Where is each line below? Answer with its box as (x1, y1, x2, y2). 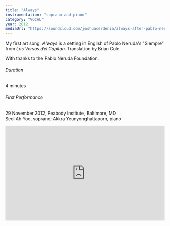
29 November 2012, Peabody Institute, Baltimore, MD (5, 110, 116, 116)
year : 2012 (5, 21, 28, 27)
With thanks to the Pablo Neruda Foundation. (5, 55, 99, 61)
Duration (5, 67, 24, 73)
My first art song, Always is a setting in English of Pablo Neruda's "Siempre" (5, 40, 164, 46)
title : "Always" (5, 7, 39, 13)
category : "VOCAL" (5, 17, 44, 22)
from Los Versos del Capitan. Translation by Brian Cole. (5, 46, 121, 52)
